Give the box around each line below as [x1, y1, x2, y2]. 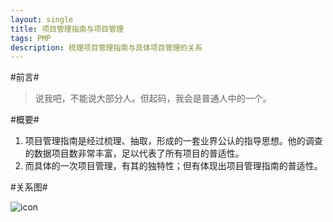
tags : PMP [10, 33, 52, 43]
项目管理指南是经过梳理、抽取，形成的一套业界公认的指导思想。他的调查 [24, 135, 323, 147]
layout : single [10, 14, 74, 25]
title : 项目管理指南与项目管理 [10, 24, 124, 34]
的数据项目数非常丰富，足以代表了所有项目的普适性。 [24, 147, 245, 160]
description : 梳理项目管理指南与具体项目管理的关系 [10, 42, 203, 53]
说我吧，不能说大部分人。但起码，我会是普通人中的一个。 [34, 92, 272, 105]
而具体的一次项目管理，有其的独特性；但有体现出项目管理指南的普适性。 [24, 160, 323, 172]
